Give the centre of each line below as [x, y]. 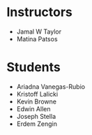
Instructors [39, 12]
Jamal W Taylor [39, 31]
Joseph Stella [36, 116]
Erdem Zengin [37, 124]
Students [33, 67]
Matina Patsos [37, 38]
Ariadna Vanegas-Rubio [51, 86]
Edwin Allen [33, 108]
